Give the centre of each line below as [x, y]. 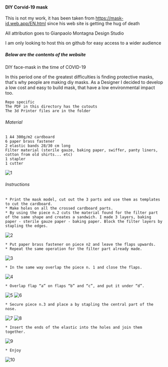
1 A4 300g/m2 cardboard [30, 137]
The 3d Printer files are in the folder [48, 111]
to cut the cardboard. [29, 204]
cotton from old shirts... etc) [39, 155]
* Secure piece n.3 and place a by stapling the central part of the [79, 304]
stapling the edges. [27, 226]
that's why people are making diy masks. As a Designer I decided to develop [84, 82]
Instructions [18, 184]
